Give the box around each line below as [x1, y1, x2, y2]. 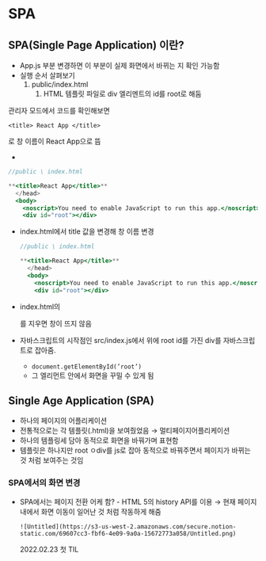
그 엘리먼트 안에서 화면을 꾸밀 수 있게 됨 [31, 370, 154, 380]
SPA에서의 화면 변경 [8, 477, 81, 488]
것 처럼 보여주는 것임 [19, 456, 84, 465]
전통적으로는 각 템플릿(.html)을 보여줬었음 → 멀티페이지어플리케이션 [19, 426, 230, 436]
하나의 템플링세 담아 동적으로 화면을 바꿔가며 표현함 [19, 436, 179, 445]
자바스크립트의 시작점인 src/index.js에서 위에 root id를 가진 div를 [19, 335, 222, 345]
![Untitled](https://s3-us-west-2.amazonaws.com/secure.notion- [19, 522, 237, 531]
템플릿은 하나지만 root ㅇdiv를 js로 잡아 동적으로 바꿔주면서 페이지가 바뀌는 [19, 445, 251, 456]
